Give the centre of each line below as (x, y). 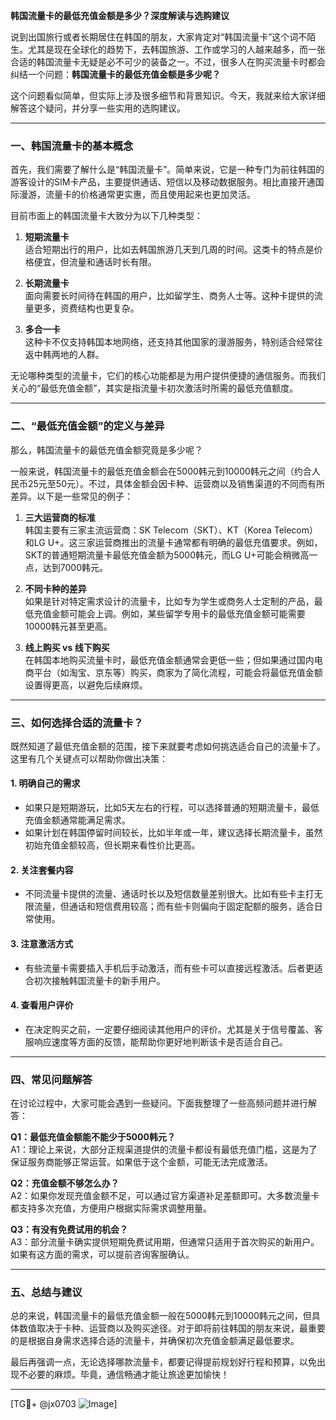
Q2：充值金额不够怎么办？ (65, 1183)
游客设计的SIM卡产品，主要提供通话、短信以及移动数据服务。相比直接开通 (163, 182)
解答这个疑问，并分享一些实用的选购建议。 (98, 108)
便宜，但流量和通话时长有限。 (95, 262)
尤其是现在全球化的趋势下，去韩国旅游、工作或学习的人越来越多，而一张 (176, 49)
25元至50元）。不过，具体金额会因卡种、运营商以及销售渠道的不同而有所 (176, 483)
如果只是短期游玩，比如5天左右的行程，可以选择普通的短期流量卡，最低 (172, 808)
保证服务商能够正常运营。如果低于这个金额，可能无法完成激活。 (141, 1162)
